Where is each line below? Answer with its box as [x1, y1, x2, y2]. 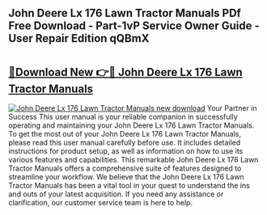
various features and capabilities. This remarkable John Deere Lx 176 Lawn [8, 155, 259, 164]
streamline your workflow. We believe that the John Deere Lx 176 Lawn [8, 172, 244, 181]
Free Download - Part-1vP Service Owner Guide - [8, 19, 261, 33]
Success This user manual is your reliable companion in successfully [8, 112, 239, 121]
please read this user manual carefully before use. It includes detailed [8, 137, 241, 147]
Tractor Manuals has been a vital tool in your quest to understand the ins [8, 181, 251, 190]
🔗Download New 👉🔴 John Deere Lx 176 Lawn [8, 65, 243, 79]
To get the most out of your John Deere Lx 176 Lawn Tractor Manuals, [8, 129, 241, 138]
